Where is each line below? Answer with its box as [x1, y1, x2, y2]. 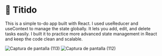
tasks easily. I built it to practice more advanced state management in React [5, 31, 157, 37]
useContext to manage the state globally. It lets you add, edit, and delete [5, 25, 151, 31]
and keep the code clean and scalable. [5, 36, 83, 42]
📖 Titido [5, 4, 37, 16]
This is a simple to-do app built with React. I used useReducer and [5, 20, 139, 26]
